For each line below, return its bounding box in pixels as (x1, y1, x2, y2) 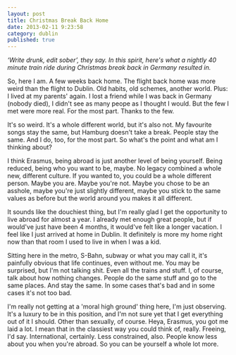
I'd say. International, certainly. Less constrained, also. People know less (7, 332, 218, 341)
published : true (7, 37, 55, 44)
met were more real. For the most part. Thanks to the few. (7, 107, 175, 116)
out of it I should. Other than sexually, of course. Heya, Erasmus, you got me (7, 318, 229, 326)
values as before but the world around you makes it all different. (7, 194, 193, 203)
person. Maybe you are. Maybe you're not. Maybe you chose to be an (7, 179, 210, 187)
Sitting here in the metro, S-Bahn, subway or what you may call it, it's (7, 251, 208, 260)
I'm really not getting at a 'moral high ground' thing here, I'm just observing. (7, 302, 227, 311)
